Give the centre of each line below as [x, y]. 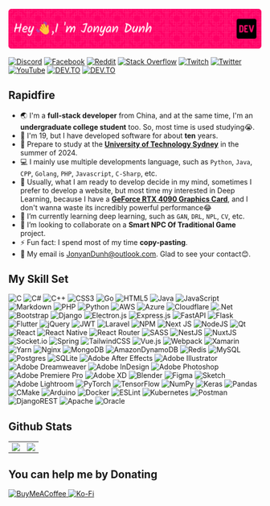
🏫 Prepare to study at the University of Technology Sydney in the [129, 144]
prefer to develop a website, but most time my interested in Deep [127, 190]
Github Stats [40, 427]
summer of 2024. [49, 152]
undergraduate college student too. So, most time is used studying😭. [137, 126]
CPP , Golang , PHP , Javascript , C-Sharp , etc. [88, 173]
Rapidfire [32, 95]
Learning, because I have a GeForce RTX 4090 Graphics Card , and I [134, 199]
